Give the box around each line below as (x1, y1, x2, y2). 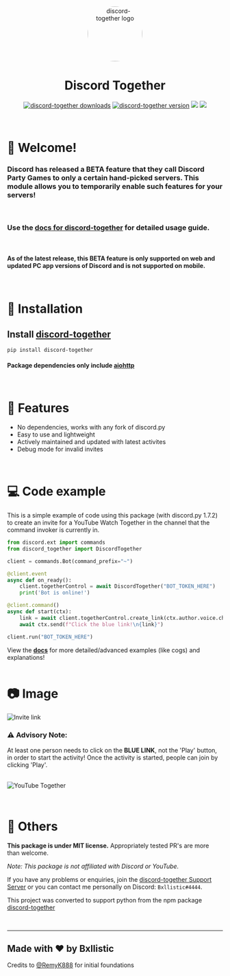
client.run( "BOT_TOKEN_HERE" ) (7, 633, 94, 641)
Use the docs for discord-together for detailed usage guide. (7, 223, 210, 232)
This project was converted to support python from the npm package (7, 896, 203, 904)
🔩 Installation (7, 301, 84, 317)
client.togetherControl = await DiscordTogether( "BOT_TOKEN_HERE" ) (19, 583, 216, 590)
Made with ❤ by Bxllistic (7, 943, 114, 955)
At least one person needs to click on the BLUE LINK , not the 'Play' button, (7, 746, 218, 754)
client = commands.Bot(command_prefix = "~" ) (7, 557, 133, 565)
